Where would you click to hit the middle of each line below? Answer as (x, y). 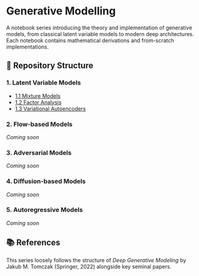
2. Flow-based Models (40, 124)
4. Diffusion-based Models (46, 181)
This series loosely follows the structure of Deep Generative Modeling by (96, 260)
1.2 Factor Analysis (38, 102)
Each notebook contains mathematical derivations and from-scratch (90, 40)
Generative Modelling (61, 11)
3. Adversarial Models (39, 152)
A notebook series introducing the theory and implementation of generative (99, 28)
